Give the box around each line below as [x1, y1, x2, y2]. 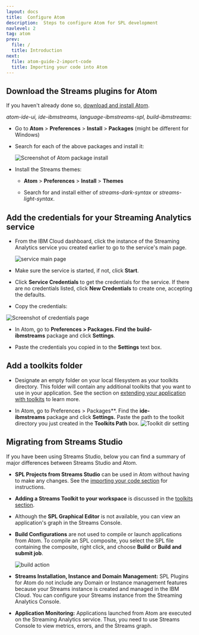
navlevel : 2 [6, 25, 36, 32]
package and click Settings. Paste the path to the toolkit [46, 413, 185, 420]
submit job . [14, 549, 43, 556]
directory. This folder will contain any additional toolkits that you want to [14, 383, 191, 390]
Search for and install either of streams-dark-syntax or [23, 189, 159, 196]
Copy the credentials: [14, 303, 68, 309]
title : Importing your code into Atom [11, 64, 108, 70]
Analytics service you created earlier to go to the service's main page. [14, 244, 187, 251]
